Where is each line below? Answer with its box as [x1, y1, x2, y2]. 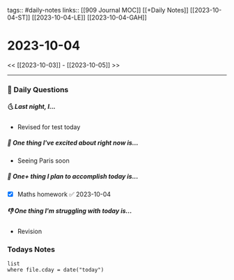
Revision [17, 227, 42, 235]
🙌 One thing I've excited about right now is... [7, 139, 139, 147]
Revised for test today [17, 122, 81, 131]
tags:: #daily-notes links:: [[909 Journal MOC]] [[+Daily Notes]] [7, 6, 189, 14]
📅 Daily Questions [7, 84, 69, 94]
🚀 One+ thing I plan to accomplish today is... [7, 172, 139, 181]
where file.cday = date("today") [7, 267, 104, 274]
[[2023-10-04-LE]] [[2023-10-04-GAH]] [31, 13, 148, 22]
